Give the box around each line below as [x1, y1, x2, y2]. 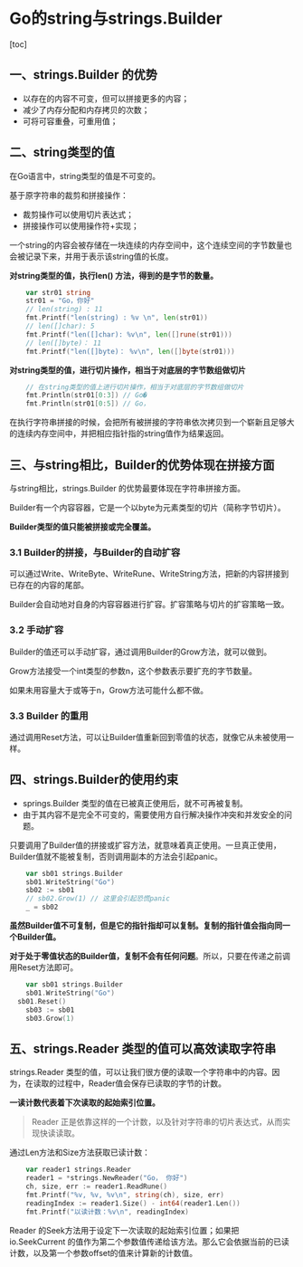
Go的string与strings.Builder [9, 8, 223, 29]
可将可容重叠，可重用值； [22, 115, 118, 127]
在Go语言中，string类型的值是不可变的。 [9, 170, 161, 181]
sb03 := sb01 [25, 1005, 75, 1015]
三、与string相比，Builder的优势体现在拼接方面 [9, 457, 275, 472]
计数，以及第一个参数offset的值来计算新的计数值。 [9, 1247, 198, 1258]
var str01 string [25, 288, 91, 297]
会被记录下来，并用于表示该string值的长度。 [9, 251, 174, 262]
